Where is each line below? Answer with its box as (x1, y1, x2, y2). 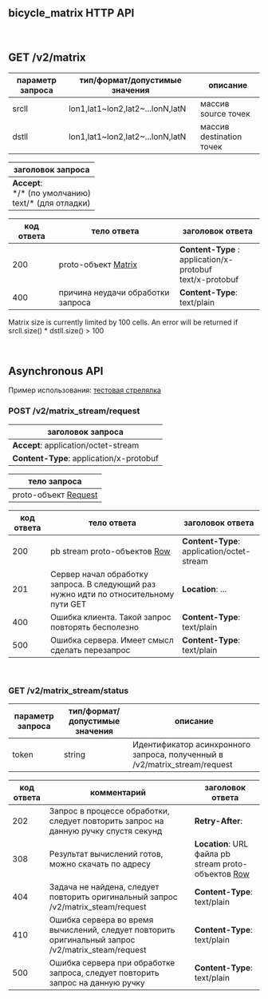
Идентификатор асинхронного (132, 739, 251, 750)
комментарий (90, 787, 146, 798)
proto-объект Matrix (58, 259, 138, 270)
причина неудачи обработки (58, 287, 170, 298)
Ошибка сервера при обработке (49, 957, 175, 969)
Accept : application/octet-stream (12, 440, 140, 451)
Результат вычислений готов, (49, 849, 164, 860)
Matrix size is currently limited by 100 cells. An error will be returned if (8, 317, 238, 327)
